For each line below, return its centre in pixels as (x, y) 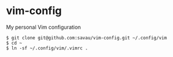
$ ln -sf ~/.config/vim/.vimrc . (47, 48)
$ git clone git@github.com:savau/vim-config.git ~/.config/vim (86, 38)
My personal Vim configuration (44, 27)
